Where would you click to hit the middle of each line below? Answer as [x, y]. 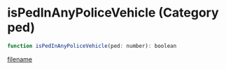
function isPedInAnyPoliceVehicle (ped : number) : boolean [92, 46]
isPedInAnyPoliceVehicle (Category [113, 13]
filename [20, 59]
